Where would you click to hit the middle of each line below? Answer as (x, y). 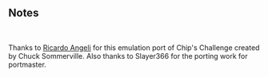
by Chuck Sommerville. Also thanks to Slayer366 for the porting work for (128, 56)
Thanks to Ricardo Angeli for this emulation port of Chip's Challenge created (134, 48)
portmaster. (27, 64)
